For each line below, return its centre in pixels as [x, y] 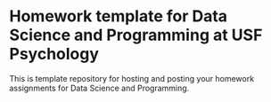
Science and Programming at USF [136, 35]
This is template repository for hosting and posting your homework [132, 78]
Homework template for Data [119, 16]
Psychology [54, 54]
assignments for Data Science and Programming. [99, 88]
